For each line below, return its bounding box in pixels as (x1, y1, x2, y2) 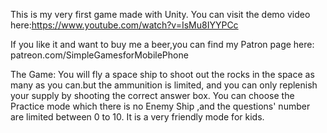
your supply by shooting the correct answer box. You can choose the (10, 90, 295, 101)
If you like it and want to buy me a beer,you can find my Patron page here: (10, 39, 315, 50)
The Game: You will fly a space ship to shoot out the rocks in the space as (10, 69, 315, 80)
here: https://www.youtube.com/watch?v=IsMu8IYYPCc (10, 19, 239, 31)
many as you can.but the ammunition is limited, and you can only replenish (10, 79, 318, 91)
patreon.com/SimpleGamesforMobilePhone (10, 49, 189, 61)
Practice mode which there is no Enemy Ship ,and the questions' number (10, 100, 311, 112)
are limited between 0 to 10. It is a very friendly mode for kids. (10, 111, 265, 123)
